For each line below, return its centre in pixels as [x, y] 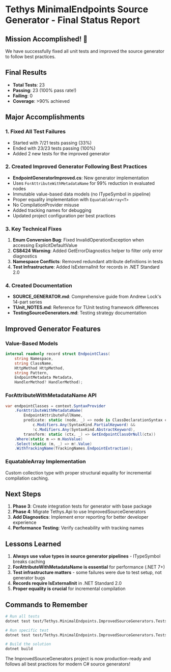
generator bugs [29, 578]
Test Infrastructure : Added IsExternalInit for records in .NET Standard [86, 267]
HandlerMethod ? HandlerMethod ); [49, 382]
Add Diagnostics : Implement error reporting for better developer [80, 517]
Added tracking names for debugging [52, 210]
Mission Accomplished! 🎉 [47, 39]
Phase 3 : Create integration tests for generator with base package [82, 506]
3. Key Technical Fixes [34, 229]
